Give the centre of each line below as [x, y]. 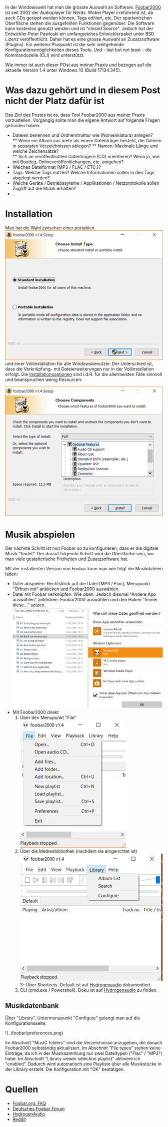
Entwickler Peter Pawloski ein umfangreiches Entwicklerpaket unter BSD [80, 34]
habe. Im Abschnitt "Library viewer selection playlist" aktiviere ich [73, 1058]
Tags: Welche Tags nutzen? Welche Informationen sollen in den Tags [83, 172]
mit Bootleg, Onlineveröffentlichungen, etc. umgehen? [68, 162]
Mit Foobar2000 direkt [35, 712]
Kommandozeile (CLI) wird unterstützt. [45, 55]
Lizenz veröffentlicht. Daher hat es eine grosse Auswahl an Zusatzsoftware [82, 39]
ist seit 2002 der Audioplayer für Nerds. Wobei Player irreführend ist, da [79, 13]
